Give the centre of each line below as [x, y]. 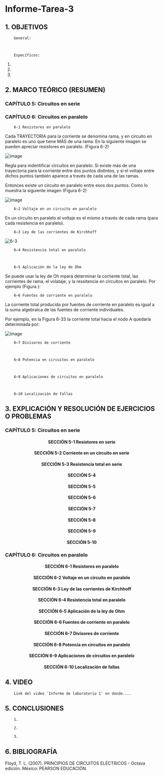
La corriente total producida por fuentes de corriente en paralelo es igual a [80, 304]
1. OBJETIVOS [27, 27]
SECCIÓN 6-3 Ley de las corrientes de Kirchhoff [82, 589]
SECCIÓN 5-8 [82, 520]
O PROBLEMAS [28, 416]
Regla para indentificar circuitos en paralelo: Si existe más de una [71, 165]
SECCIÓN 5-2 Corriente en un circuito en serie [82, 453]
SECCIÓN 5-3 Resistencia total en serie [82, 464]
